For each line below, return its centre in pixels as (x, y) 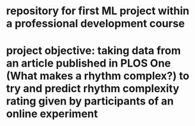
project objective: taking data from (94, 51)
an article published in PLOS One (89, 63)
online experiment (52, 114)
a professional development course (96, 23)
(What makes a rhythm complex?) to (98, 76)
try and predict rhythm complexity (93, 89)
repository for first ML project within (98, 11)
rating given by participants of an (90, 101)
